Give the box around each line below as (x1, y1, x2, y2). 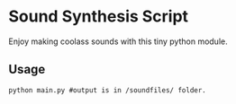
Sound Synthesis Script (8, 6, 189, 27)
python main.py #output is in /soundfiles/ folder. (8, 85, 206, 95)
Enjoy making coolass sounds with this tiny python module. (8, 36, 228, 47)
